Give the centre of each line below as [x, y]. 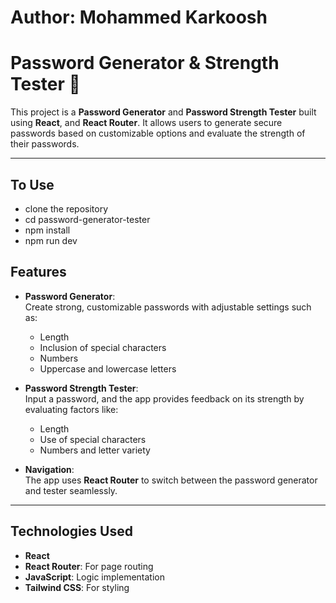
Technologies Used [71, 531]
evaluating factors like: [71, 409]
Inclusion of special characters [103, 347]
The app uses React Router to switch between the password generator [171, 480]
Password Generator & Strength [145, 63]
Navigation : [49, 469]
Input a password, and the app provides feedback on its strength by [164, 398]
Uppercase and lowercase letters [108, 368]
